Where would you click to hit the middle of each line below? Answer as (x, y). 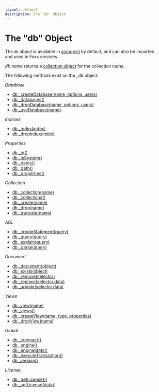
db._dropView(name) (33, 321)
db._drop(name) (28, 208)
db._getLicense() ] (30, 379)
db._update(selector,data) (38, 287)
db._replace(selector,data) (38, 282)
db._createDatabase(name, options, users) (55, 94)
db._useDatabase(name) (37, 110)
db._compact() (27, 340)
